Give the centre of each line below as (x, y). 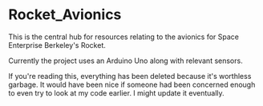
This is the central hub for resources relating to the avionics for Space (123, 37)
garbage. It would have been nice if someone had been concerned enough (132, 84)
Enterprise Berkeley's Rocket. (57, 45)
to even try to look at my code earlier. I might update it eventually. (116, 92)
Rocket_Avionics (65, 15)
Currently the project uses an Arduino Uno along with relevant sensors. (125, 61)
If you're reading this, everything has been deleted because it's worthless (130, 76)
